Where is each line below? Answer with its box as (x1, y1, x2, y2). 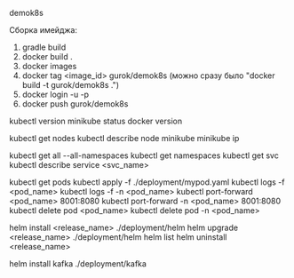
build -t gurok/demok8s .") (21, 80, 120, 90)
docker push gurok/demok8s (21, 99, 129, 109)
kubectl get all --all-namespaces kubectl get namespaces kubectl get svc (9, 150, 280, 161)
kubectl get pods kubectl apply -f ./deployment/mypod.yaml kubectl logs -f (9, 177, 285, 187)
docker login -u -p (21, 89, 90, 99)
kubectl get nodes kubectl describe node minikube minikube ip (9, 133, 240, 143)
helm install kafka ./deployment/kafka (9, 258, 147, 269)
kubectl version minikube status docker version (9, 115, 183, 126)
